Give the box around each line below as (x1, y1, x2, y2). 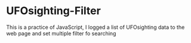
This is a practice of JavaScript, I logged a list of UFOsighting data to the (6, 24, 185, 31)
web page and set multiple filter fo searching (6, 29, 116, 37)
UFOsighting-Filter (6, 4, 101, 18)
